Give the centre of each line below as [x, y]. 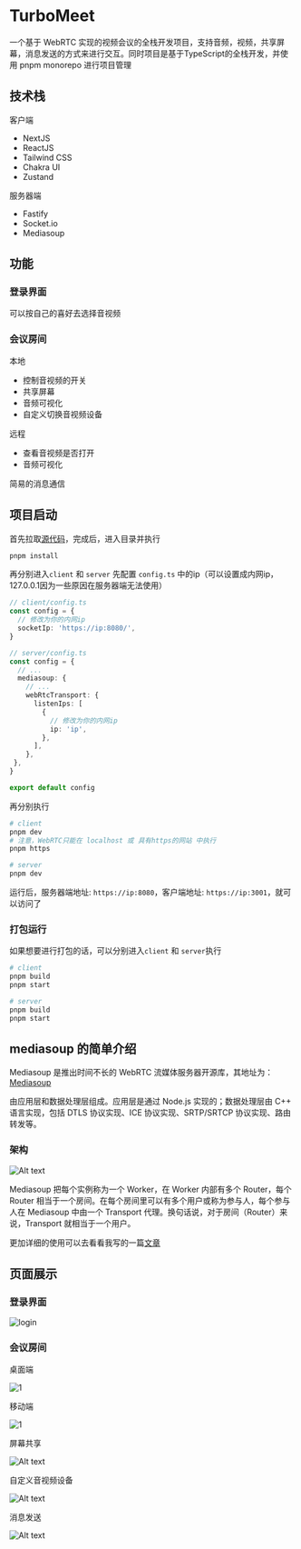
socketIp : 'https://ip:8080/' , [77, 628]
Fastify [35, 214]
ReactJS [38, 147]
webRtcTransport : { [63, 695]
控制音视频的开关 [54, 380]
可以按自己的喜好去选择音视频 [65, 314]
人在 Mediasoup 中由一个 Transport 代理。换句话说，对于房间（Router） [145, 1212]
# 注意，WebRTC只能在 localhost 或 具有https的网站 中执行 [113, 840]
